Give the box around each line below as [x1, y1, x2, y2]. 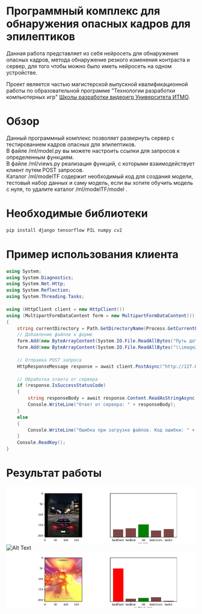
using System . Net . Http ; [6, 281, 66, 287]
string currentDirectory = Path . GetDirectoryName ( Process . [17, 325, 168, 332]
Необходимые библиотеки [6, 206, 148, 220]
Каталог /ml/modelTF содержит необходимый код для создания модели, [6, 173, 194, 180]
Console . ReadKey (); [17, 439, 66, 446]
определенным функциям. [6, 153, 74, 161]
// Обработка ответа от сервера [17, 376, 98, 382]
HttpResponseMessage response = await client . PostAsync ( [17, 363, 163, 370]
